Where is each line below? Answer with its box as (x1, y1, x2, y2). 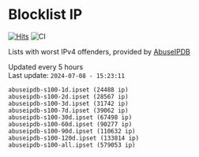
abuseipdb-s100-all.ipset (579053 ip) (8, 140, 136, 149)
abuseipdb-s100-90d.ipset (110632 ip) (8, 127, 136, 135)
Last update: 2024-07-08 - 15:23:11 (8, 70, 125, 80)
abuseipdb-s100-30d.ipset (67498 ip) (8, 113, 133, 121)
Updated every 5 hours (8, 62, 84, 72)
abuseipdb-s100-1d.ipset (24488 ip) (8, 85, 129, 94)
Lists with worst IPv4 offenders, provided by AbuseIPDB (8, 47, 191, 56)
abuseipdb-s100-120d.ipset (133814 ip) (8, 134, 140, 142)
